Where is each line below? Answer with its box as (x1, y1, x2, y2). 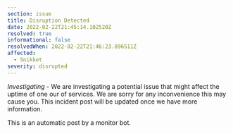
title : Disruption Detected (7, 17, 90, 24)
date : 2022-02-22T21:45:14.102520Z (7, 23, 112, 30)
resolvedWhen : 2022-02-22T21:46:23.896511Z (7, 43, 137, 50)
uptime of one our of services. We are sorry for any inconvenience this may (7, 90, 227, 98)
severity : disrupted (7, 63, 68, 70)
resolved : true (7, 30, 52, 37)
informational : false (7, 37, 71, 44)
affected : (7, 50, 37, 57)
